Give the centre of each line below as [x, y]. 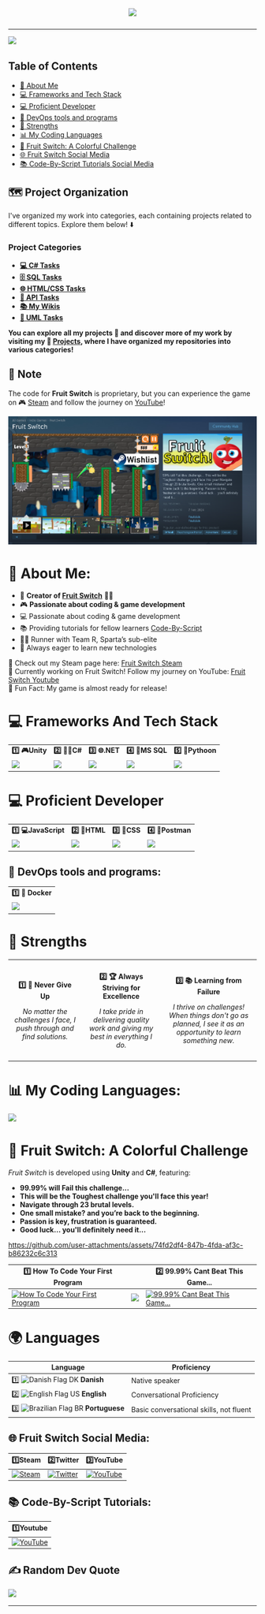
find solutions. [45, 1036]
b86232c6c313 [33, 1253]
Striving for [121, 987]
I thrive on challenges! [209, 1007]
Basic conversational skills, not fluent [191, 1409]
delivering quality [121, 1019]
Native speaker [156, 1381]
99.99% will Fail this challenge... [75, 1187]
